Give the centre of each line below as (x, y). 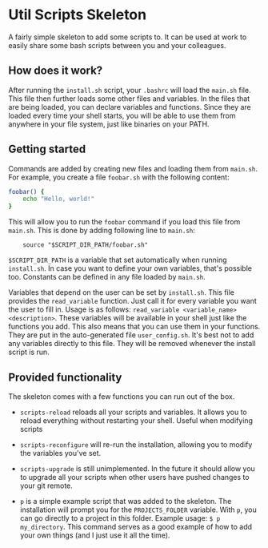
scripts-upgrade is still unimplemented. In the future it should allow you (138, 469)
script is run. (29, 352)
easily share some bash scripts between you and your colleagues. (117, 45)
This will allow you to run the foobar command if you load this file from (124, 222)
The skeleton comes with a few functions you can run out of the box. (122, 397)
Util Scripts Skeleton (77, 15)
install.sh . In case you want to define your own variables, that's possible (130, 268)
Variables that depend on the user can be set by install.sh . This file (121, 292)
